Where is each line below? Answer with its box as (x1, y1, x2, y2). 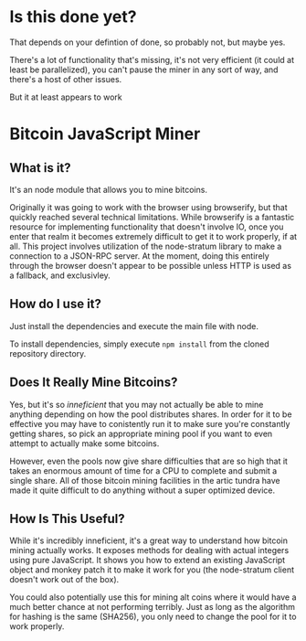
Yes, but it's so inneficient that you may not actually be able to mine (9, 399, 264, 410)
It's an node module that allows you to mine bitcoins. (9, 184, 208, 195)
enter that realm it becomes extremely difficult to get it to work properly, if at (9, 230, 298, 241)
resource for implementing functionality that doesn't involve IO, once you (9, 221, 284, 232)
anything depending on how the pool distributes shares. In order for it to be (9, 409, 292, 420)
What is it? (9, 160, 71, 176)
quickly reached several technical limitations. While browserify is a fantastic (9, 211, 295, 222)
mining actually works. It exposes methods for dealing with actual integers (9, 545, 290, 556)
